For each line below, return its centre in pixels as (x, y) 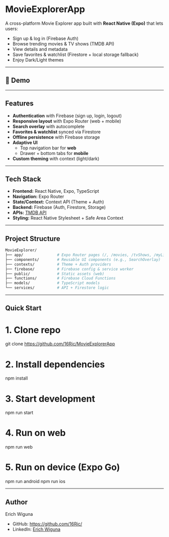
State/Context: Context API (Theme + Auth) (58, 202)
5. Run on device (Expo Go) (63, 467)
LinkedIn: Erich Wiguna (36, 529)
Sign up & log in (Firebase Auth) (46, 38)
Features (19, 104)
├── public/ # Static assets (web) (55, 274)
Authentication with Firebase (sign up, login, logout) (67, 116)
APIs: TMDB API (29, 212)
